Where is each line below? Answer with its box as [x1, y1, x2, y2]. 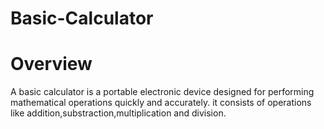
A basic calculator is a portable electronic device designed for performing [10, 86, 315, 98]
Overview [10, 53, 93, 76]
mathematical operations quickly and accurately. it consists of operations [10, 97, 312, 109]
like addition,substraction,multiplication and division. [10, 107, 227, 119]
